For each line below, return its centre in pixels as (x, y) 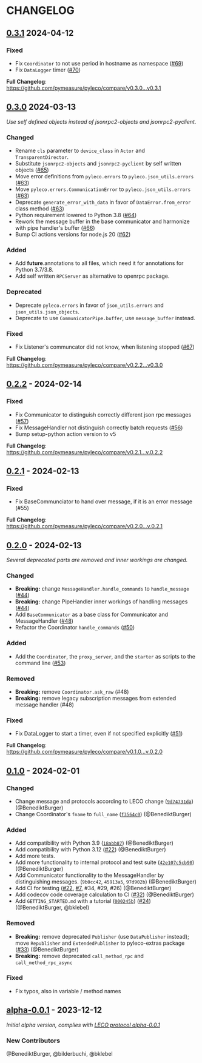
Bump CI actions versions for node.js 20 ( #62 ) (73, 234)
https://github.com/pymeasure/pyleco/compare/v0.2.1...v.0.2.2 (85, 452)
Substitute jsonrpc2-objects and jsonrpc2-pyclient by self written (98, 163)
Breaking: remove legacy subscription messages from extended (96, 698)
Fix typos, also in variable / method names (68, 991)
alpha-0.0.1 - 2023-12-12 (54, 1010)
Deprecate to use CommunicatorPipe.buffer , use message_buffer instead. (105, 318)
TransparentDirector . (42, 157)
